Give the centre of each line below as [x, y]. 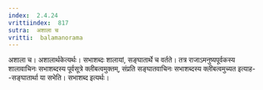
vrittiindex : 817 [38, 23]
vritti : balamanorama [46, 37]
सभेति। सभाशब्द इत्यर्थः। [78, 78]
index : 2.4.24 [33, 15]
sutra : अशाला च [34, 30]
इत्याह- [246, 69]
